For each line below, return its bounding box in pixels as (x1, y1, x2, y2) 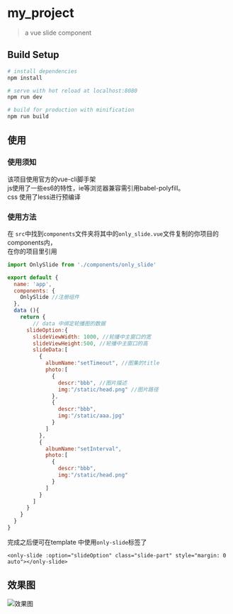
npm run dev (7, 93, 42, 101)
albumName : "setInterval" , (45, 445, 122, 453)
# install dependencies (7, 67, 78, 75)
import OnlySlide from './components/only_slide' (7, 261, 157, 268)
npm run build (7, 113, 50, 120)
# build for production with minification (7, 106, 135, 114)
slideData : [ (33, 346, 69, 353)
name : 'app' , (13, 280, 52, 288)
